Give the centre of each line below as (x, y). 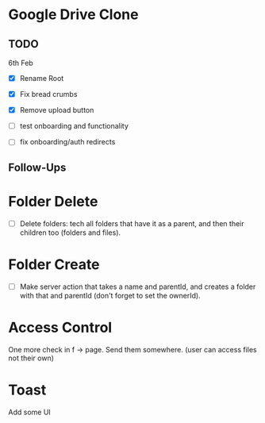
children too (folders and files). (70, 233)
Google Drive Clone (73, 15)
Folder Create (54, 264)
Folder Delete (53, 201)
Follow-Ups (37, 167)
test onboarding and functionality (74, 126)
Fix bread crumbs (48, 94)
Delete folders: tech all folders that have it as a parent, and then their (132, 223)
